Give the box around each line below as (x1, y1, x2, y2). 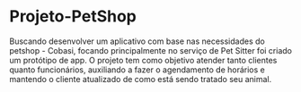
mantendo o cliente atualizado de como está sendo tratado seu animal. (9, 73, 272, 84)
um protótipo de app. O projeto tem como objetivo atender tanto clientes (9, 54, 278, 65)
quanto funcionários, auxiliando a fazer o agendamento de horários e (9, 64, 265, 75)
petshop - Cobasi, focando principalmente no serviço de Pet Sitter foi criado (9, 45, 292, 55)
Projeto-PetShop (9, 6, 137, 27)
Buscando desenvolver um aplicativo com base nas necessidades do (9, 36, 265, 46)
